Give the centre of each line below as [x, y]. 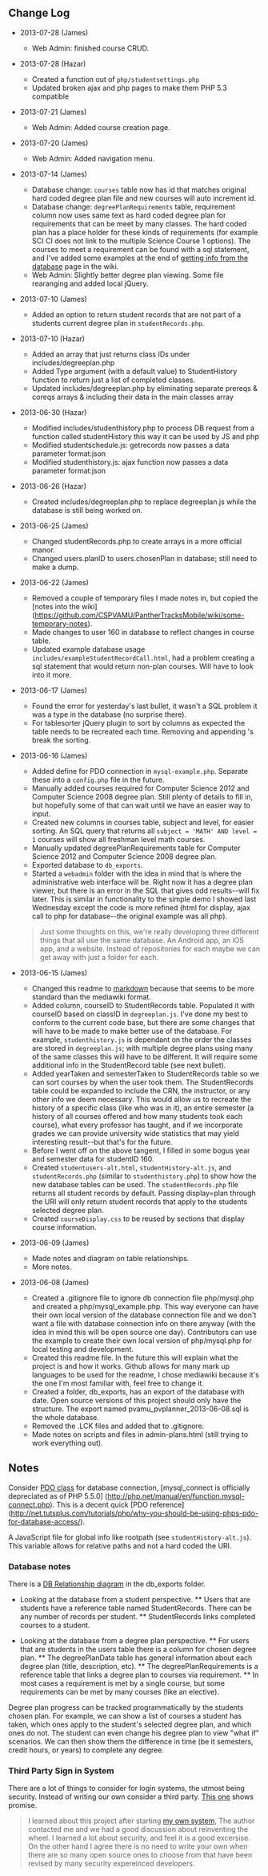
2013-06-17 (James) [54, 690]
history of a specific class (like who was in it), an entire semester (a [143, 1108]
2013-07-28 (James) [54, 32]
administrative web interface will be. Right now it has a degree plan [142, 881]
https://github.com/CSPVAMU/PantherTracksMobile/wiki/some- [140, 615]
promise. [23, 1805]
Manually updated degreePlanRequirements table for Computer [136, 848]
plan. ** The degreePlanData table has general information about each [136, 1658]
